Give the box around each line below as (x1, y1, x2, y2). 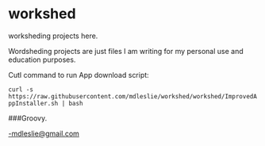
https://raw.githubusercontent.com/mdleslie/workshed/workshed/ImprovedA (8, 92, 258, 100)
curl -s (8, 85, 34, 94)
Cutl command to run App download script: (8, 70, 149, 79)
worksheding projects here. (8, 31, 98, 40)
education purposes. (8, 55, 76, 64)
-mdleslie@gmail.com (8, 129, 79, 138)
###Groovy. (8, 113, 48, 123)
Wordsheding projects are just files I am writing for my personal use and (8, 46, 244, 56)
